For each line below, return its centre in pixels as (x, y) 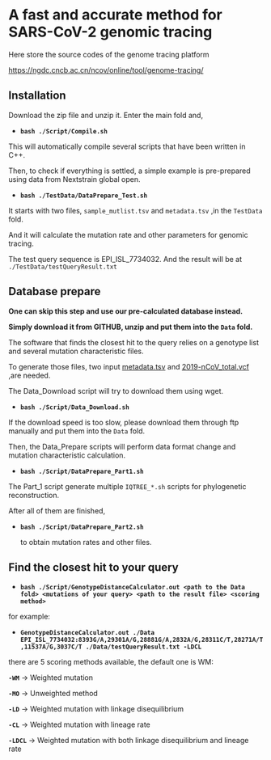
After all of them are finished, (57, 510)
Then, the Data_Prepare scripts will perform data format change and (122, 446)
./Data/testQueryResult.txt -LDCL (144, 647)
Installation (37, 96)
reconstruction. (34, 495)
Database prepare (55, 291)
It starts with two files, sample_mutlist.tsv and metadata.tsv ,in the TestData (135, 210)
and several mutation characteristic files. (76, 351)
